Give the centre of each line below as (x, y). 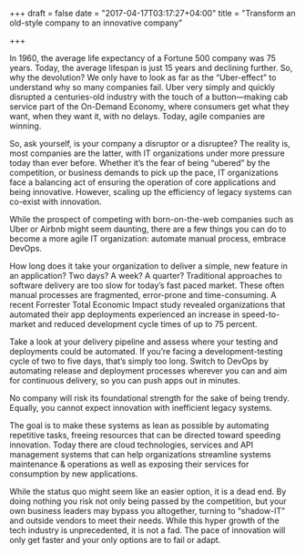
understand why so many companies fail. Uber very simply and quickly (142, 87)
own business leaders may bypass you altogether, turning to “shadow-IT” (147, 511)
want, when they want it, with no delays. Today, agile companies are (137, 116)
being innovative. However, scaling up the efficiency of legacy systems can (151, 192)
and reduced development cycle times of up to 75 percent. (147, 324)
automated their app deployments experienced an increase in (125, 314)
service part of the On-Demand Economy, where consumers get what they (149, 107)
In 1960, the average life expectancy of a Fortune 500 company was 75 (142, 58)
